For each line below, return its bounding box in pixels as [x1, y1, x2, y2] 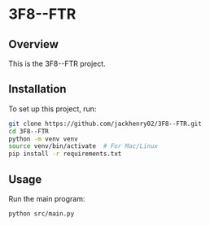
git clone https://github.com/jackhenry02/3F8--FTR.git [8, 120, 202, 128]
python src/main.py [8, 210, 75, 218]
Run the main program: [8, 194, 85, 203]
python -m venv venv [8, 135, 79, 143]
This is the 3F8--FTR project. [8, 59, 106, 68]
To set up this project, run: [8, 103, 97, 114]
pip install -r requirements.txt [8, 150, 122, 159]
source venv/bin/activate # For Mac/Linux [8, 142, 159, 150]
